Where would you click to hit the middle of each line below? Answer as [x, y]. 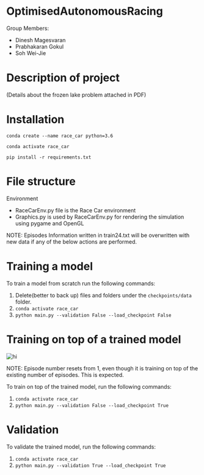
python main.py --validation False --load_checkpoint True [92, 405]
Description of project [63, 78]
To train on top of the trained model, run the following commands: [89, 386]
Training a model [50, 266]
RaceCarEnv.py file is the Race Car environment [75, 210]
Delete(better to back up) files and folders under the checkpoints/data [104, 295]
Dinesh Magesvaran [40, 40]
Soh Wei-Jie [31, 53]
